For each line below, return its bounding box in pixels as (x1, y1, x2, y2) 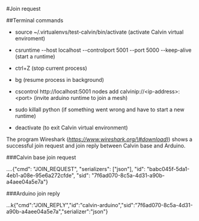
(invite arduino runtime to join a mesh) (34, 95, 128, 101)
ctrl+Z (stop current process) (14, 64, 87, 72)
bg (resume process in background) (14, 76, 104, 83)
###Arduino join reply (6, 190, 60, 197)
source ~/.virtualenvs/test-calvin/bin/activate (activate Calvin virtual (14, 28, 184, 36)
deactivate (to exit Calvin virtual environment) (14, 124, 128, 131)
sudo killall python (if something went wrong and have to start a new (14, 106, 185, 113)
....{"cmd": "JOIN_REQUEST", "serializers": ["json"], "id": (6, 166, 146, 172)
